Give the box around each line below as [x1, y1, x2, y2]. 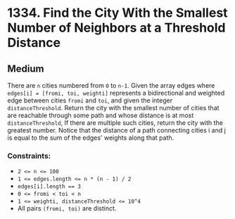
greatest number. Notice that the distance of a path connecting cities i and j [7, 126, 227, 134]
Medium [7, 62, 44, 74]
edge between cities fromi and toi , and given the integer [7, 96, 173, 105]
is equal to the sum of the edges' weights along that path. [7, 133, 174, 142]
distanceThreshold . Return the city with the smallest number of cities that [7, 104, 220, 112]
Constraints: [7, 151, 51, 161]
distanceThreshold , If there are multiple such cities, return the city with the [7, 119, 224, 127]
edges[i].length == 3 [17, 183, 81, 190]
